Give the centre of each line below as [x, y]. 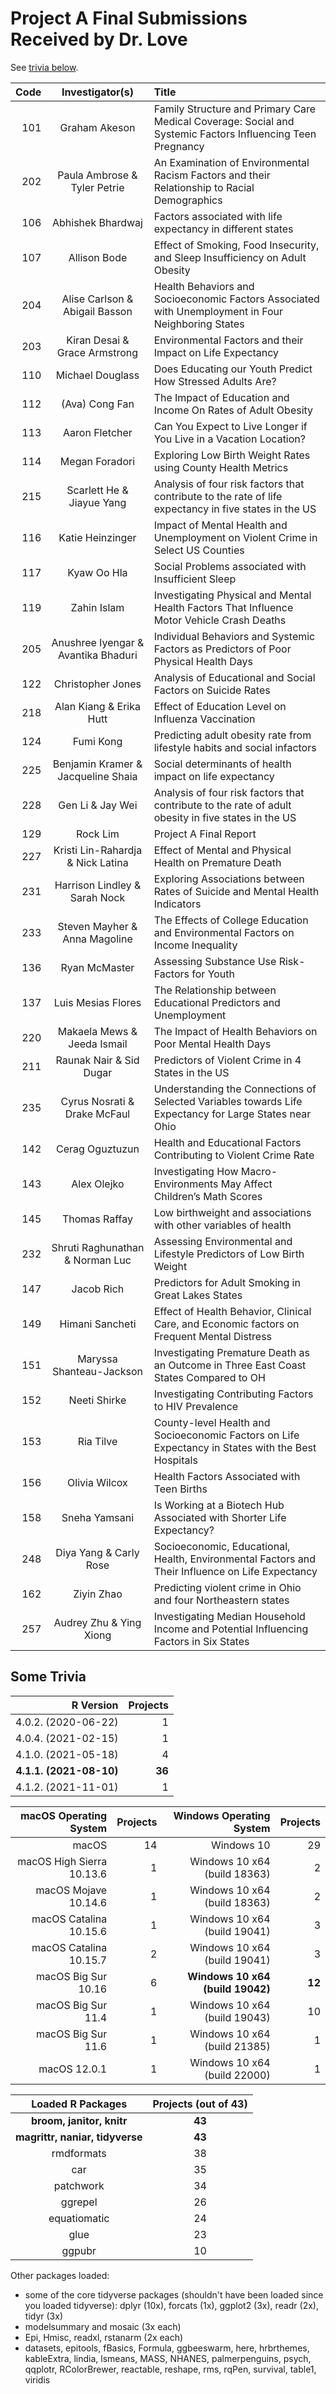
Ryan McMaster [97, 967]
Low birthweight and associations [232, 1212]
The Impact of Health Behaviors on [235, 1031]
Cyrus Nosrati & [97, 1101]
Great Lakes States [198, 1295]
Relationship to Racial [204, 187]
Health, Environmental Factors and [235, 1559]
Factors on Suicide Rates [212, 690]
